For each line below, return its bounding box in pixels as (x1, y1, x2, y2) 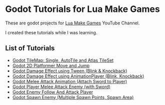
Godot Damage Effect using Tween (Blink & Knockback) (12, 68, 127, 74)
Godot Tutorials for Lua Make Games (5, 3, 160, 15)
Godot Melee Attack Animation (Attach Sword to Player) (12, 78, 127, 84)
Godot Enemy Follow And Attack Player (12, 89, 93, 95)
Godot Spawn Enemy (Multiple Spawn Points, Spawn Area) (12, 94, 134, 100)
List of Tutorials (5, 44, 55, 53)
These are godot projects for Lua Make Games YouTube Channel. (5, 20, 140, 26)
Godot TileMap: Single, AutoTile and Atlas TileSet (12, 57, 114, 63)
